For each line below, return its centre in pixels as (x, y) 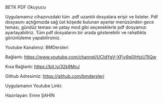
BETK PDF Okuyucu (26, 7)
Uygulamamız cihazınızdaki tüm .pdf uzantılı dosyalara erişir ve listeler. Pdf (81, 17)
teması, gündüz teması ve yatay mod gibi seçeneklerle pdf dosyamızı (76, 27)
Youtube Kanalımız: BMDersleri (37, 47)
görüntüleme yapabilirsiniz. (33, 38)
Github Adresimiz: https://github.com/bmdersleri (55, 76)
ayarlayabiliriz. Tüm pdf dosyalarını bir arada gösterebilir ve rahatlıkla (76, 32)
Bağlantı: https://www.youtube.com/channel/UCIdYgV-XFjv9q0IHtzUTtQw (81, 57)
